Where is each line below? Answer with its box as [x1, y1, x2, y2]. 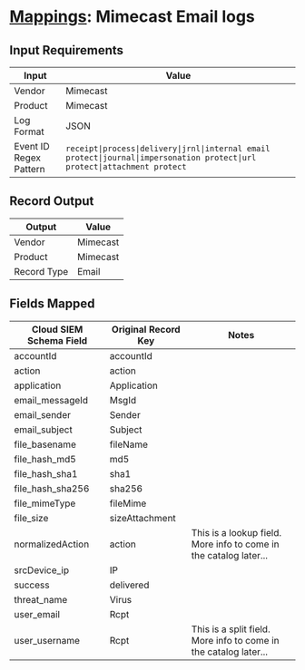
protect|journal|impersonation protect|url [65, 152, 257, 162]
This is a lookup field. [191, 526, 282, 539]
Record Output [9, 193, 94, 209]
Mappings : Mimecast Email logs [9, 6, 256, 27]
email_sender [14, 408, 71, 421]
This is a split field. [191, 623, 271, 636]
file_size [14, 511, 49, 524]
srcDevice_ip [14, 564, 70, 577]
